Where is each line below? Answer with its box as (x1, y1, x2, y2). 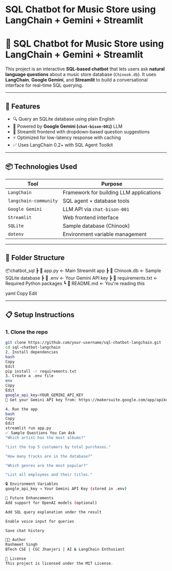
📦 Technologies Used (5, 163, 78, 171)
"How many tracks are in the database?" (5, 454, 93, 459)
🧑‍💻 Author (5, 537, 27, 542)
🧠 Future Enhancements (5, 496, 54, 501)
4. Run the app (5, 406, 38, 411)
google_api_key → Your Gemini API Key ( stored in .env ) (5, 486, 127, 491)
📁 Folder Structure (5, 253, 65, 262)
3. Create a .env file (5, 373, 54, 379)
